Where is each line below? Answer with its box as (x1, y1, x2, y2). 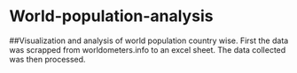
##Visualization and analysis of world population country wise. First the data (9, 35, 289, 46)
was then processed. (9, 54, 86, 64)
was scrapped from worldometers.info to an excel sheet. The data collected (9, 44, 286, 55)
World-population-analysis (9, 6, 214, 26)
